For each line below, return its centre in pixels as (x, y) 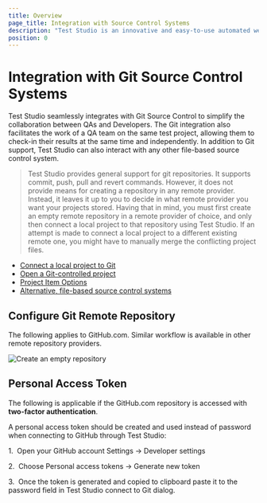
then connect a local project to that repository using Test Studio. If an (141, 224)
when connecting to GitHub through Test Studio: (87, 435)
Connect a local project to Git (68, 265)
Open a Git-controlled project (68, 274)
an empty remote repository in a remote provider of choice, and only (140, 216)
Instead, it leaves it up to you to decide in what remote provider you (138, 199)
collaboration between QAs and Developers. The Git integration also (120, 125)
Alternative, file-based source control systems (96, 290)
